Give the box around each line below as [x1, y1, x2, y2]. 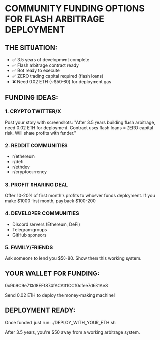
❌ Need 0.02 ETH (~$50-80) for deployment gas [12, 79, 112, 84]
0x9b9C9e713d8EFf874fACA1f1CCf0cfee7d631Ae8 [5, 282, 108, 288]
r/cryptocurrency [12, 169, 47, 175]
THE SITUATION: [5, 43, 58, 52]
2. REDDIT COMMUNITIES [5, 142, 68, 149]
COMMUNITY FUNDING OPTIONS [5, 3, 145, 14]
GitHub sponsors [12, 232, 47, 238]
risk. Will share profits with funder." [5, 130, 76, 136]
